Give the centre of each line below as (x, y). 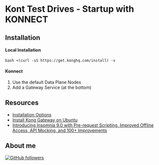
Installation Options (32, 114)
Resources (22, 103)
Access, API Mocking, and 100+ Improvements (60, 130)
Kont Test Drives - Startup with (70, 9)
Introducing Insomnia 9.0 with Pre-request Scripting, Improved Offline (83, 125)
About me (20, 146)
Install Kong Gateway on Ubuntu (45, 120)
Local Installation (23, 50)
